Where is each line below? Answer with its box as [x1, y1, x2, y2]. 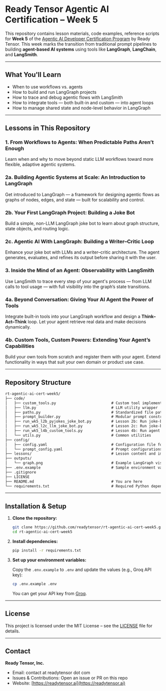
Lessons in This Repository [5, 124, 90, 133]
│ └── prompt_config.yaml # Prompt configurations [5, 447, 163, 452]
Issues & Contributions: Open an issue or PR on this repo [12, 675, 128, 681]
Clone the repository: [12, 515, 57, 521]
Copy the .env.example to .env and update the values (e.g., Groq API [12, 566, 152, 572]
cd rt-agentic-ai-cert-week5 [12, 530, 73, 535]
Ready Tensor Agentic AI [5, 3, 109, 15]
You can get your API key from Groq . [12, 590, 87, 596]
